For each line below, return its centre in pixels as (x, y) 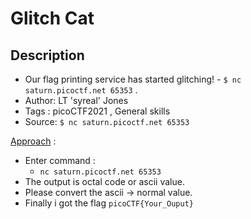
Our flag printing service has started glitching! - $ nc (133, 79)
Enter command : (60, 160)
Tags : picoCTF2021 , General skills (97, 111)
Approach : (33, 141)
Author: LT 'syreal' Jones (76, 100)
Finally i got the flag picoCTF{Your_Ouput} (109, 203)
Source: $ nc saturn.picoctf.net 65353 (107, 121)
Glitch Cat (52, 18)
